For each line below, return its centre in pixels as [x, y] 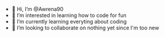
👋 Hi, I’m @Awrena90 [38, 9]
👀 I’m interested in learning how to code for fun [69, 15]
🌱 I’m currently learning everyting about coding [69, 21]
